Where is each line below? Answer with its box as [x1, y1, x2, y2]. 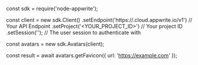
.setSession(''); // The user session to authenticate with [6, 29, 141, 36]
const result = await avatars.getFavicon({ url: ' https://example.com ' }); [6, 52, 177, 58]
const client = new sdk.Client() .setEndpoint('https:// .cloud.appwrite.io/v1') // [6, 17, 193, 23]
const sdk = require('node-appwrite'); [6, 5, 99, 12]
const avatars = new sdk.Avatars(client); [6, 41, 105, 47]
